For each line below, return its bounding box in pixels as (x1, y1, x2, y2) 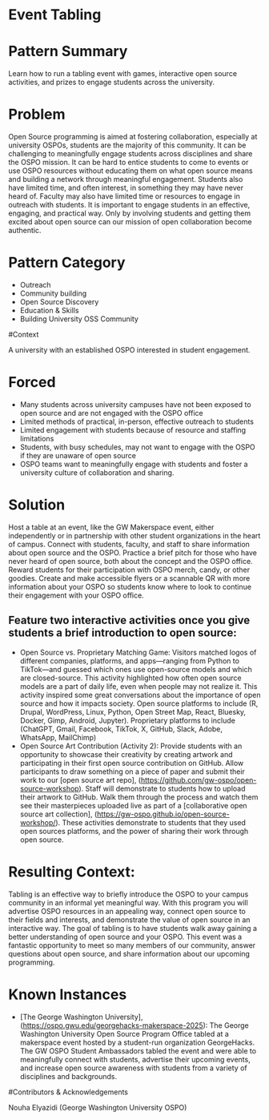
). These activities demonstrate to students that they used (55, 817, 247, 827)
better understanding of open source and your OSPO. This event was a (8, 932, 243, 941)
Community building (19, 288, 86, 298)
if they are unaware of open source (19, 450, 136, 460)
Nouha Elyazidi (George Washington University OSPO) (8, 1102, 187, 1112)
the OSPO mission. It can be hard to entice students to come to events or (8, 158, 249, 167)
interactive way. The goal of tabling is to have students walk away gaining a (8, 923, 258, 933)
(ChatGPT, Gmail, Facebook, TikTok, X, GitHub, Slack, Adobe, (19, 723, 223, 734)
